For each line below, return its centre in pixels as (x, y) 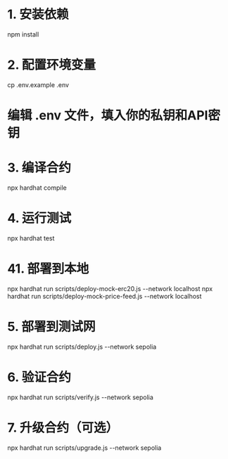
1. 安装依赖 (38, 14)
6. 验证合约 (39, 377)
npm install (23, 34)
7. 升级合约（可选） (63, 428)
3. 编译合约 (39, 168)
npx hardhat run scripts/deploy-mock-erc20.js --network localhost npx (110, 288)
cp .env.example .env (38, 84)
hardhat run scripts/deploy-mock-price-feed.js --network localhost (104, 296)
